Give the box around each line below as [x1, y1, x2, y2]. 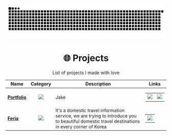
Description [85, 81, 111, 87]
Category [30, 81, 51, 87]
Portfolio [7, 94, 27, 101]
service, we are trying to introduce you [55, 112, 137, 119]
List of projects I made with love [52, 70, 120, 76]
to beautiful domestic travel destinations [55, 118, 140, 124]
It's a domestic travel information [55, 107, 125, 114]
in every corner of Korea [55, 123, 107, 129]
